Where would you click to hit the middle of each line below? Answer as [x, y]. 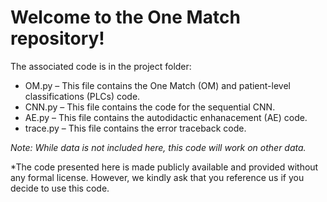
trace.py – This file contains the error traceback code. [135, 128]
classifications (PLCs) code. [82, 96]
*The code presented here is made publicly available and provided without [164, 167]
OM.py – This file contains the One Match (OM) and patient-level [157, 85]
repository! [57, 38]
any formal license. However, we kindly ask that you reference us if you [157, 177]
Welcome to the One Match [125, 17]
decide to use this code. [60, 188]
